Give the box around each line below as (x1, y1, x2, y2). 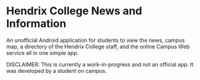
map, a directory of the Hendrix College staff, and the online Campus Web (6, 43, 190, 50)
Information (6, 17, 66, 30)
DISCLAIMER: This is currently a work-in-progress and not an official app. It (6, 61, 194, 68)
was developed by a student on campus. (6, 67, 107, 74)
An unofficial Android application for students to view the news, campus (6, 36, 185, 44)
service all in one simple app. (6, 49, 79, 56)
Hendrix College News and (6, 4, 143, 18)
